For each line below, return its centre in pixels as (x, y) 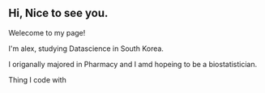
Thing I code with (37, 79)
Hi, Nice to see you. (58, 13)
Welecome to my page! (47, 32)
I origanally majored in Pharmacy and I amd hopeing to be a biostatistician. (133, 64)
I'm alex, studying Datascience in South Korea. (86, 49)
